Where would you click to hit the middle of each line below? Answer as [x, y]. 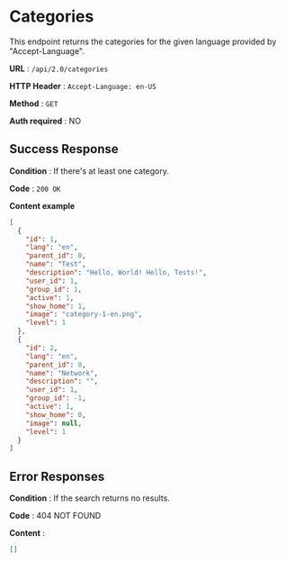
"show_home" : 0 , [56, 415]
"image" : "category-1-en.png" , [84, 314]
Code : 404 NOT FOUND [55, 516]
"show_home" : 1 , [56, 306]
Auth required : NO [45, 121]
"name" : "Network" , [62, 373]
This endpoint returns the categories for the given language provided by [143, 41]
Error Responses [57, 476]
